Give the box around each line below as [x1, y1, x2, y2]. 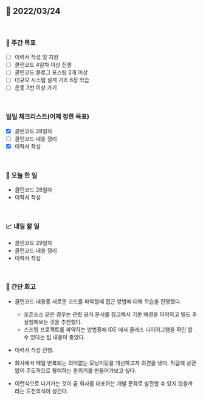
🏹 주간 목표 [5, 38, 36, 47]
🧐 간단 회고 [5, 283, 36, 291]
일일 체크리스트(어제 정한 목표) [5, 112, 89, 121]
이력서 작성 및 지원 [14, 53, 59, 61]
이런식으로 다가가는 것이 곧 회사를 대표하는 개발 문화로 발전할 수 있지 [14, 379, 177, 387]
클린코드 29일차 [14, 239, 53, 246]
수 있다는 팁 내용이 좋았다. [23, 333, 86, 340]
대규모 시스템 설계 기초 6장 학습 [14, 77, 89, 84]
